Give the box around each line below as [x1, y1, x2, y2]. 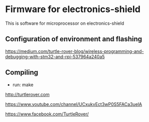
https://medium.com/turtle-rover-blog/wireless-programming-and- [5, 48, 144, 54]
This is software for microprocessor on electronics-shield [5, 20, 124, 26]
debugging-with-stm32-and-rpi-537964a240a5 [5, 53, 105, 59]
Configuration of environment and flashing [5, 35, 142, 43]
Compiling [5, 68, 39, 77]
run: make [12, 82, 34, 88]
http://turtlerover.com [5, 91, 50, 97]
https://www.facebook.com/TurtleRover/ [5, 111, 89, 117]
